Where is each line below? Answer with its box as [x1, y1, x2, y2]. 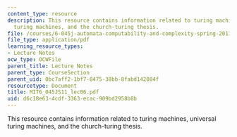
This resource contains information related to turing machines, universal [7, 115, 217, 123]
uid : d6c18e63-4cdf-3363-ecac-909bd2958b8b [7, 96, 138, 103]
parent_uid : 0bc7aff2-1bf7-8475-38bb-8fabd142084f [7, 75, 159, 83]
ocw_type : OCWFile [7, 56, 61, 63]
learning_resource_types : [7, 43, 83, 50]
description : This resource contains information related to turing [7, 17, 213, 24]
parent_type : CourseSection [7, 69, 90, 76]
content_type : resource [7, 10, 78, 18]
